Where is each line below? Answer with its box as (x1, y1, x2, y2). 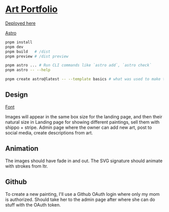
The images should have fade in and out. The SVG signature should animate (5, 158, 162, 164)
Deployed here (5, 20, 36, 26)
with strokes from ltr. (5, 163, 48, 169)
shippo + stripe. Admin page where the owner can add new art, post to (5, 124, 152, 130)
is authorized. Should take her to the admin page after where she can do (5, 196, 155, 202)
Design (5, 91, 28, 99)
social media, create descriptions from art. (5, 129, 93, 135)
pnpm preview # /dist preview (5, 54, 69, 59)
